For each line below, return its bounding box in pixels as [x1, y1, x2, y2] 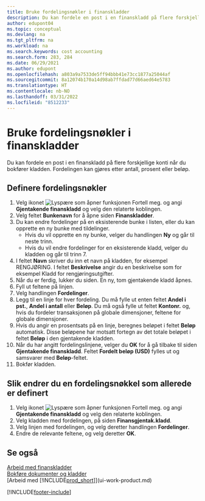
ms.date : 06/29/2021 [7, 60, 60, 66]
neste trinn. [24, 238, 54, 245]
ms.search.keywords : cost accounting [7, 49, 103, 55]
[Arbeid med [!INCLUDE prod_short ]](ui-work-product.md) [7, 477, 152, 484]
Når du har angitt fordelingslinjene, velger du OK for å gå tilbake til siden [15, 342, 197, 349]
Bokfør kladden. [15, 360, 56, 368]
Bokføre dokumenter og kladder [7, 470, 87, 477]
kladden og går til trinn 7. [24, 251, 87, 258]
